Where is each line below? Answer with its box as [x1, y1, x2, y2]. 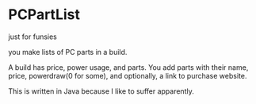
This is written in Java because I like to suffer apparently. [8, 86, 194, 96]
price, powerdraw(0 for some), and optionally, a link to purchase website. [8, 71, 247, 80]
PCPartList [8, 6, 81, 24]
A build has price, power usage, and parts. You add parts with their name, [8, 62, 249, 72]
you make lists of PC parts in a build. [8, 47, 128, 56]
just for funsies [8, 32, 58, 41]
